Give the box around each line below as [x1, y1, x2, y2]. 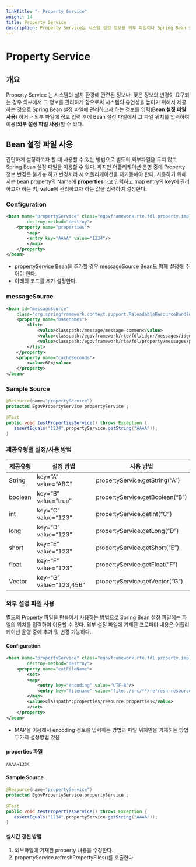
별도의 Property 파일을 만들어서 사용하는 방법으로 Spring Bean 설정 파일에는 [6, 614, 181, 621]
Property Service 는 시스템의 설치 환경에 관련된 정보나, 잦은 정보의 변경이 [6, 91, 174, 98]
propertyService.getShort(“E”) [96, 543, 180, 552]
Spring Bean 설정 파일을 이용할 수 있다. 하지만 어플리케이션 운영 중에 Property [6, 163, 185, 170]
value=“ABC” [37, 480, 73, 488]
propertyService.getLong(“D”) [96, 527, 179, 535]
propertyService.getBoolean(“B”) [96, 493, 187, 501]
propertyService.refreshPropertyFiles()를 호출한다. [14, 854, 135, 861]
